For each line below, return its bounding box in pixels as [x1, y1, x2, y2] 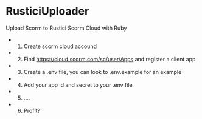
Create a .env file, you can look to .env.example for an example [23, 68, 182, 75]
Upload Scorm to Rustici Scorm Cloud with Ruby [5, 24, 127, 32]
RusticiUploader [5, 4, 89, 18]
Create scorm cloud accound [23, 42, 97, 50]
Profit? [23, 107, 41, 114]
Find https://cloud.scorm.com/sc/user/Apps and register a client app [23, 55, 196, 63]
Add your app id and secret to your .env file [23, 81, 133, 89]
